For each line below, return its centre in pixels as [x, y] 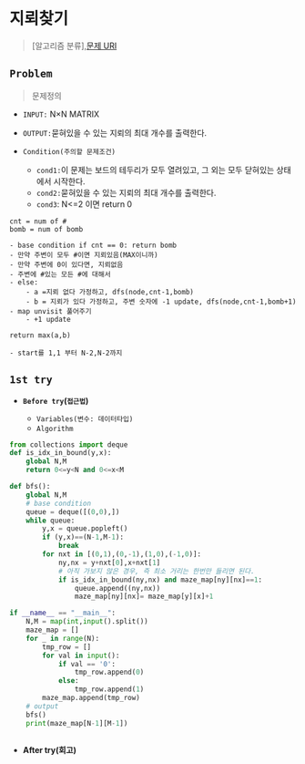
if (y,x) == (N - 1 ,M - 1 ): [83, 537]
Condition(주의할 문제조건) [69, 151]
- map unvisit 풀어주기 [51, 311]
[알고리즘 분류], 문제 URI [74, 46]
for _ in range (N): [63, 638]
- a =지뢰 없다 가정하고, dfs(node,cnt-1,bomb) [110, 292]
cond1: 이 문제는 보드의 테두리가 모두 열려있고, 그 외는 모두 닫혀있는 [155, 170]
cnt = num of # [38, 221]
